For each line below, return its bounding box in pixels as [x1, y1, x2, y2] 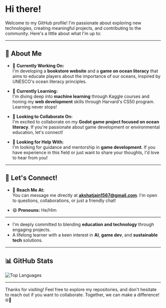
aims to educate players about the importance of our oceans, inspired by [12, 73, 161, 79]
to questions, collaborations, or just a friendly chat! [12, 197, 116, 203]
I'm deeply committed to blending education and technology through [12, 221, 155, 227]
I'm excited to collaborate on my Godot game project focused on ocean [12, 119, 160, 124]
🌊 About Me [5, 50, 42, 58]
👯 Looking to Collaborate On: [12, 113, 73, 120]
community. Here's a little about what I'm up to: [5, 30, 101, 36]
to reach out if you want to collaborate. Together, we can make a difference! [5, 292, 160, 298]
